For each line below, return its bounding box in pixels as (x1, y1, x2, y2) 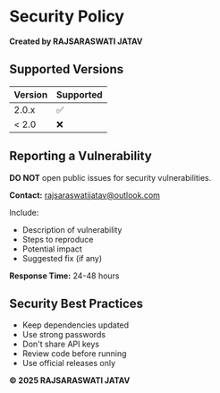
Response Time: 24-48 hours (9, 270, 120, 281)
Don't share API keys (21, 338, 100, 350)
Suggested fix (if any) (21, 252, 103, 263)
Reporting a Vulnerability (9, 149, 152, 164)
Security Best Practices (9, 295, 144, 311)
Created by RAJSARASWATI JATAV (9, 36, 143, 47)
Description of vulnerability (21, 224, 123, 235)
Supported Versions (9, 62, 123, 77)
